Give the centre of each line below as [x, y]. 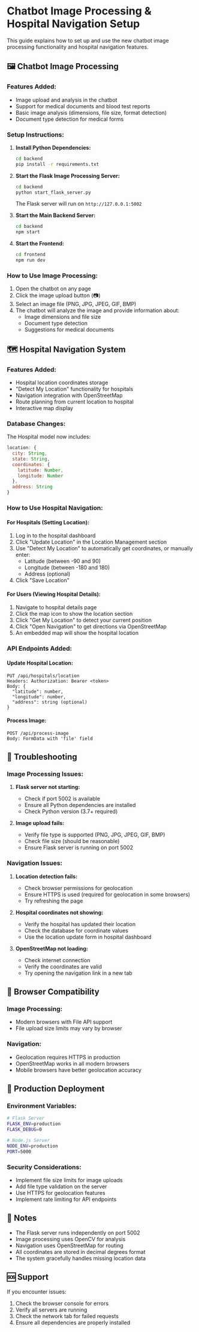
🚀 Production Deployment [56, 1089]
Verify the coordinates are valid [63, 966]
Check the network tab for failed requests [67, 1316]
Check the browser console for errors [62, 1303]
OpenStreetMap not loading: [52, 948]
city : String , [30, 453]
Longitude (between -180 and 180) [67, 568]
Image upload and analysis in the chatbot [66, 100]
